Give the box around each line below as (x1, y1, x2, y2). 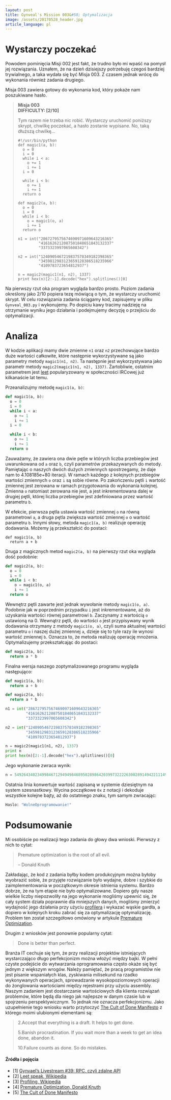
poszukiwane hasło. (5, 92, 47, 99)
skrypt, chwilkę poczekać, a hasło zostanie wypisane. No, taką (17, 123, 149, 129)
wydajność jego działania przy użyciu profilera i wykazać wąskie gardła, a (5, 904, 160, 910)
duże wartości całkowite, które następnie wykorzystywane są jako (5, 353, 144, 359)
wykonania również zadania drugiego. (5, 77, 85, 83)
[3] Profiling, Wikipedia (12, 1078, 61, 1085)
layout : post (5, 7, 33, 13)
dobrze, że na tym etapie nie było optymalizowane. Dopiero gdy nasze (5, 888, 153, 894)
